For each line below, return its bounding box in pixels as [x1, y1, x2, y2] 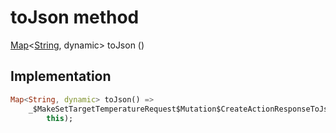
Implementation [10, 68, 112, 85]
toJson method [10, 6, 140, 29]
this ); [46, 113, 74, 123]
